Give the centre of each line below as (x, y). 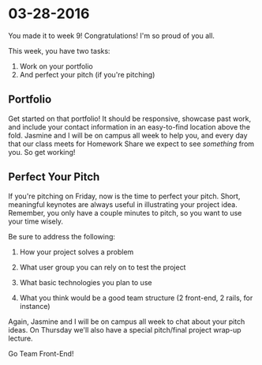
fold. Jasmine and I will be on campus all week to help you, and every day (128, 135)
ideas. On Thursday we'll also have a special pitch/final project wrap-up (125, 329)
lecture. (21, 338)
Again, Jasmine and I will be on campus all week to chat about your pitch (127, 322)
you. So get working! (42, 152)
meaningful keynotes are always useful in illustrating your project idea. (123, 204)
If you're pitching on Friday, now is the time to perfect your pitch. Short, (124, 196)
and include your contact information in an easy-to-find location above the (129, 126)
